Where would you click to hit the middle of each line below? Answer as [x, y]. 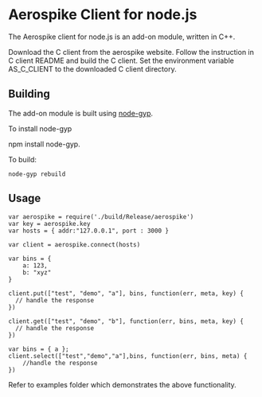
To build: [23, 159]
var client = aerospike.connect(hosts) [74, 244]
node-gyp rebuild [37, 174]
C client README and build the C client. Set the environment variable [121, 60]
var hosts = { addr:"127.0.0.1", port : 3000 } [89, 231]
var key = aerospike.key [49, 224]
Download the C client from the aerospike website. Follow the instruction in [131, 52]
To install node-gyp [40, 128]
